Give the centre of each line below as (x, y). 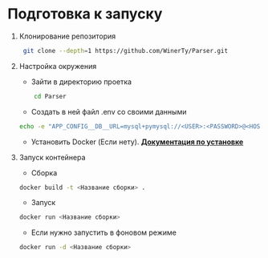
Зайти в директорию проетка (81, 82)
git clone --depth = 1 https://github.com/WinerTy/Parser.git (126, 50)
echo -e (32, 126)
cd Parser (50, 96)
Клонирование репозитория (67, 36)
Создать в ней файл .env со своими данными (109, 111)
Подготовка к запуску (85, 14)
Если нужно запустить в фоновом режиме (104, 232)
